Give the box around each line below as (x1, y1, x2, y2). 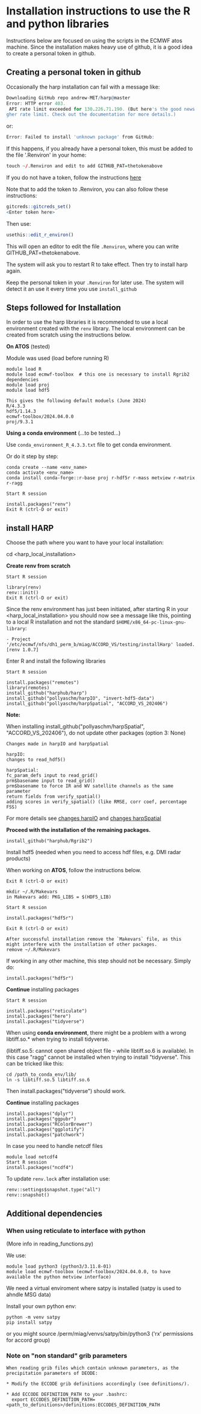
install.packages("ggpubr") (6, 1116, 77, 1122)
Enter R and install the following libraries (6, 657, 106, 665)
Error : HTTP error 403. (6, 101, 66, 107)
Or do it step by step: (6, 453, 58, 460)
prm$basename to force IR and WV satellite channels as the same (6, 783, 173, 789)
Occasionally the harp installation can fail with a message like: (6, 83, 160, 90)
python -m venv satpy (6, 1314, 61, 1320)
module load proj (6, 382, 50, 388)
